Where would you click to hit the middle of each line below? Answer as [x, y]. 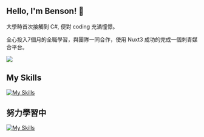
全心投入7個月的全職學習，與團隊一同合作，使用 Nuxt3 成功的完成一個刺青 [99, 39]
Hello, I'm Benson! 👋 [45, 11]
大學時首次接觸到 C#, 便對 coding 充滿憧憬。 [62, 26]
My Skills [24, 78]
